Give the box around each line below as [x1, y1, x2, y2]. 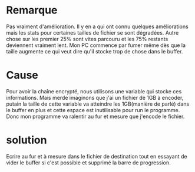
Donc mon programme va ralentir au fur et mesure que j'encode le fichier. [6, 113, 185, 120]
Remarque [6, 4, 58, 17]
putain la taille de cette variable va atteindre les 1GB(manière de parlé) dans [6, 100, 190, 107]
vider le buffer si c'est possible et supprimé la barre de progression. [6, 159, 171, 166]
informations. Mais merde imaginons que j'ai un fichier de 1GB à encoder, [6, 94, 184, 101]
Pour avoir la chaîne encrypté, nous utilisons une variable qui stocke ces [6, 87, 182, 95]
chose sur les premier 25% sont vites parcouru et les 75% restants [6, 35, 168, 42]
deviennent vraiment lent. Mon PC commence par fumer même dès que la [6, 42, 186, 49]
